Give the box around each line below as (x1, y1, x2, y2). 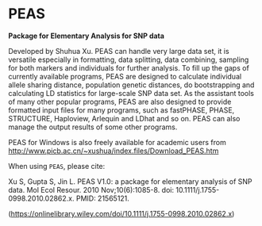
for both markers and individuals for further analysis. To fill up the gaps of (8, 63, 250, 72)
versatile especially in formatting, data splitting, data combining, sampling (8, 55, 249, 64)
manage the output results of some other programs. (8, 122, 178, 132)
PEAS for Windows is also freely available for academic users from (8, 137, 226, 147)
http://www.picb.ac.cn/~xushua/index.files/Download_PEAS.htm (8, 146, 219, 155)
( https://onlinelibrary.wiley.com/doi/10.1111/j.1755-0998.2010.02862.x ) (8, 209, 235, 218)
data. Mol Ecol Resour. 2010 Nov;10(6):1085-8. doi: (8, 185, 175, 194)
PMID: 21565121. (75, 193, 129, 203)
